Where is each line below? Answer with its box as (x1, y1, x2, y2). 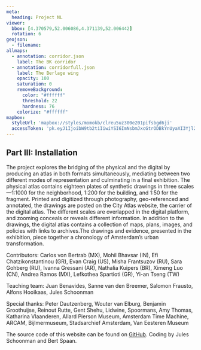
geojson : (6, 36, 28, 42)
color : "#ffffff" (22, 92, 66, 98)
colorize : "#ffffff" (17, 109, 68, 115)
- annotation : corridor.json (11, 53, 84, 59)
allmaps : (6, 48, 28, 54)
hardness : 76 (22, 103, 55, 109)
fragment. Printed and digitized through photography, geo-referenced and (6, 195, 189, 202)
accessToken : (11, 126, 44, 132)
